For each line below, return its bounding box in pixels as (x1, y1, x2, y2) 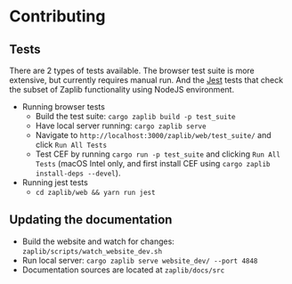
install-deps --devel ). (35, 167, 121, 178)
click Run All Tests (35, 140, 108, 150)
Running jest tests (21, 177, 89, 188)
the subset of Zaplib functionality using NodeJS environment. (9, 85, 234, 94)
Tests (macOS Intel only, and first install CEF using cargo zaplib (35, 158, 271, 168)
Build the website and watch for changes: (21, 236, 175, 247)
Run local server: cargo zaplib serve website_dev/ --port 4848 (21, 255, 258, 265)
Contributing (9, 6, 106, 27)
